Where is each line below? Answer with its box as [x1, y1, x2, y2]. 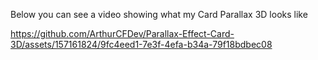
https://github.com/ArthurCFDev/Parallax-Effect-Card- [10, 28, 235, 39]
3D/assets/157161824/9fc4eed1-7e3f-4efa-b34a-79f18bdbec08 [10, 39, 273, 50]
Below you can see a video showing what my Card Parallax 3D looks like [10, 9, 308, 20]
